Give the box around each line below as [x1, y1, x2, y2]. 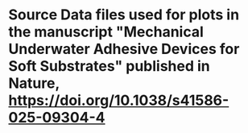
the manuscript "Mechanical [8, 23, 204, 41]
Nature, [8, 74, 60, 93]
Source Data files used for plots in [8, 6, 240, 24]
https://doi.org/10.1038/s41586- [8, 91, 229, 110]
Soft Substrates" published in [8, 57, 211, 76]
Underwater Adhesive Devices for [8, 40, 240, 58]
